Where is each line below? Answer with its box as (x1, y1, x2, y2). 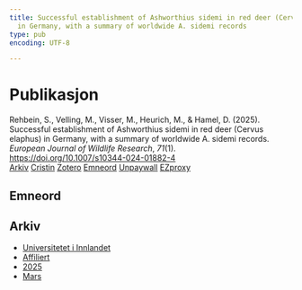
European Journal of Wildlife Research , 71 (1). (9, 143, 177, 154)
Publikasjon (9, 84, 99, 105)
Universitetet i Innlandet (22, 242, 111, 253)
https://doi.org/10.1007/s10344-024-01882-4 (9, 153, 176, 163)
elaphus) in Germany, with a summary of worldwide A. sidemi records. (9, 134, 270, 145)
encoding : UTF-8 (9, 38, 70, 48)
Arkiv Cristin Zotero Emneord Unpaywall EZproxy (9, 163, 191, 173)
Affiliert (22, 252, 50, 263)
